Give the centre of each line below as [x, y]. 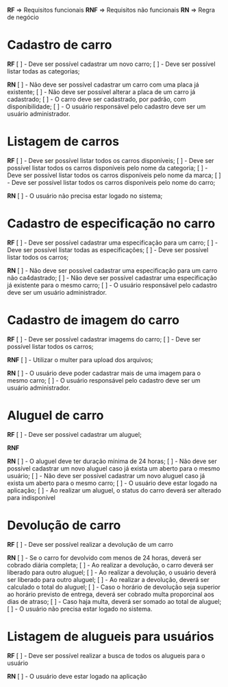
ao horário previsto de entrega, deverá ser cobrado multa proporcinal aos [111, 594]
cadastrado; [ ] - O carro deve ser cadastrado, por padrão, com [97, 99]
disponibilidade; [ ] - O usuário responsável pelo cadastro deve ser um [106, 106]
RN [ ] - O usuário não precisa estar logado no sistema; [85, 196]
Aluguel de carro [55, 415]
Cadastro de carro [60, 45]
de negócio [23, 17]
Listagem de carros [63, 142]
